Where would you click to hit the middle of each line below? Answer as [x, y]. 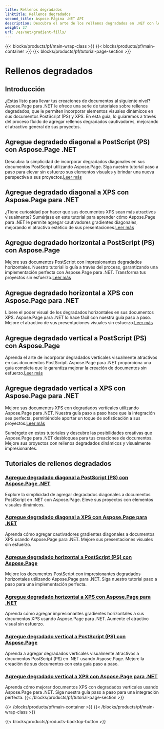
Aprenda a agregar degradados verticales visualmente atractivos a [72, 653]
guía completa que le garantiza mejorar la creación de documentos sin [76, 368]
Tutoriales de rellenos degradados [58, 464]
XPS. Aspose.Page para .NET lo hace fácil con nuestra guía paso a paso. [78, 317]
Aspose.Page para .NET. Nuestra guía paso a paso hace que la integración [80, 413]
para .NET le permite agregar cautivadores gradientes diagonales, [72, 222]
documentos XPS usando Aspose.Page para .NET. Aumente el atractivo [77, 619]
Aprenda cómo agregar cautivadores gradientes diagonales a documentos [80, 534]
